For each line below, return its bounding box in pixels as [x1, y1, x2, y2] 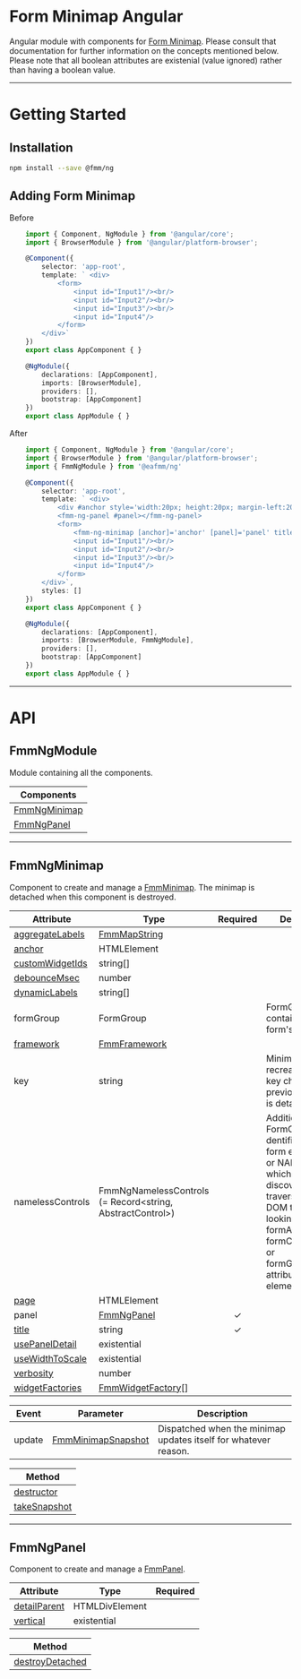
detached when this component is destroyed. [9, 891, 176, 902]
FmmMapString [98, 927, 164, 940]
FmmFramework [98, 1038, 168, 1050]
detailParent [13, 1600, 65, 1613]
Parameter [77, 1407, 124, 1419]
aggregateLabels [13, 927, 85, 940]
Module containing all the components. [9, 767, 154, 778]
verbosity [13, 1366, 54, 1379]
